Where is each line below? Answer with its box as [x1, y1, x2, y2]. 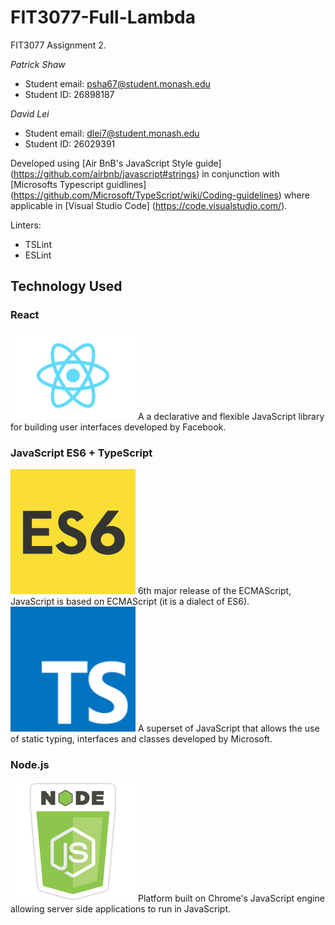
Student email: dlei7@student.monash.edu [24, 127, 200, 139]
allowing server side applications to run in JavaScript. [10, 902, 232, 915]
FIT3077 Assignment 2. [10, 39, 107, 51]
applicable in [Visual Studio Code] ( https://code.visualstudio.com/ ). [10, 199, 288, 211]
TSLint [24, 238, 52, 250]
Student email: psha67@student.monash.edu [24, 77, 211, 90]
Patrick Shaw [10, 58, 66, 70]
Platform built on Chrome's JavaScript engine [137, 892, 325, 904]
